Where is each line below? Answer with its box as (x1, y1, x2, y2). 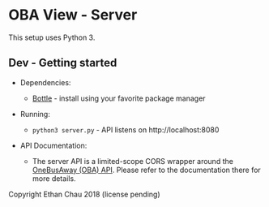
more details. (32, 173, 76, 183)
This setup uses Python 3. (8, 32, 96, 42)
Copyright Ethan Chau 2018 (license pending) (8, 189, 160, 199)
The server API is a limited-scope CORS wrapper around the (32, 156, 233, 166)
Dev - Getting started (8, 56, 117, 70)
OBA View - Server (8, 6, 138, 24)
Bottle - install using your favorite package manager (32, 93, 206, 103)
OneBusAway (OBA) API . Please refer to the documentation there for (32, 165, 261, 175)
